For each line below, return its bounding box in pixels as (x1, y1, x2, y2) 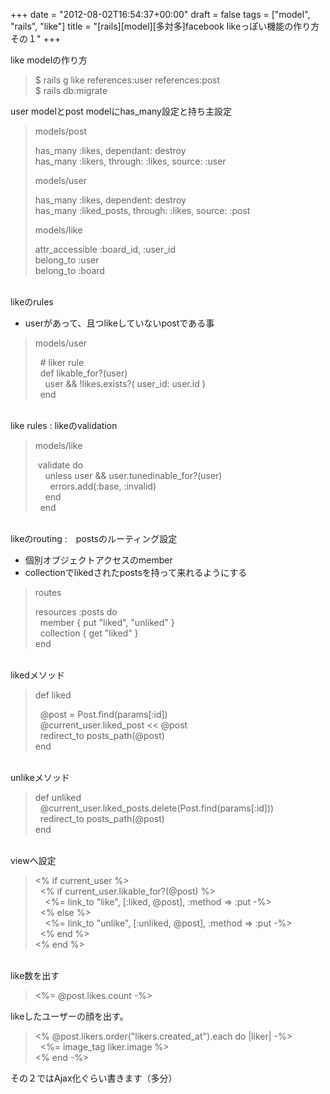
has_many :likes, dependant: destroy (34, 145, 187, 156)
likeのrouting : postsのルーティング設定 (10, 533, 178, 544)
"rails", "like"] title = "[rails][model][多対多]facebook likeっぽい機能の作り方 (10, 20, 320, 32)
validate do (37, 459, 84, 471)
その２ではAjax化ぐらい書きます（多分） (10, 1072, 178, 1084)
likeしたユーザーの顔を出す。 (10, 1010, 129, 1022)
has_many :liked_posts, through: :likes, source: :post (34, 205, 251, 216)
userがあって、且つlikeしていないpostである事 (24, 317, 215, 329)
